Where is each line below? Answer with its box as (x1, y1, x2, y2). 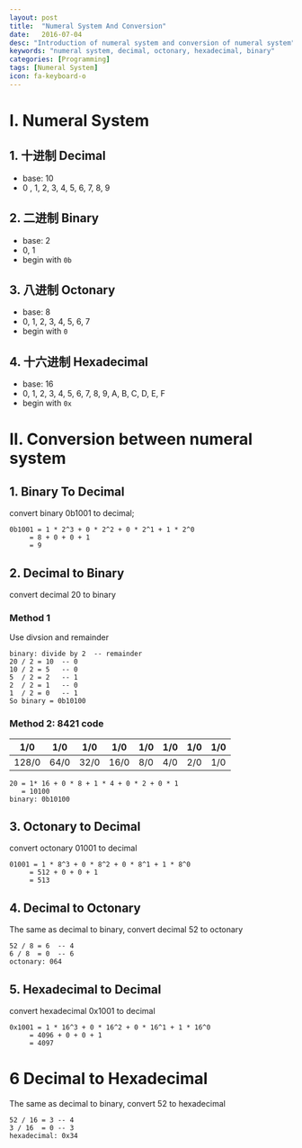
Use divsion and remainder (9, 632, 110, 643)
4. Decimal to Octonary (9, 900, 141, 915)
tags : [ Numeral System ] (9, 64, 99, 73)
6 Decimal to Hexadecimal (9, 1069, 209, 1089)
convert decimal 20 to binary (9, 590, 117, 600)
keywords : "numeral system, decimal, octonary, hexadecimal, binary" (9, 47, 276, 56)
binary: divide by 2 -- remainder (9, 649, 143, 659)
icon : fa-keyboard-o (9, 72, 87, 81)
